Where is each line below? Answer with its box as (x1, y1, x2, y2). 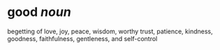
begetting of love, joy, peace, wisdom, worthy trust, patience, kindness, (7, 27, 213, 35)
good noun (7, 4, 71, 20)
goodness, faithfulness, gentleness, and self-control (7, 34, 158, 42)
